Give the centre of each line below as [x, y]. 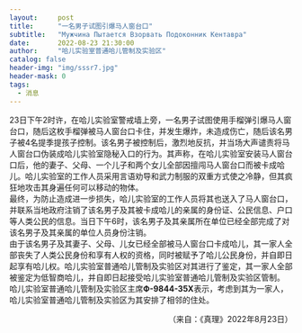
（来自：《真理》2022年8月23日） [230, 319]
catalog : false [38, 59]
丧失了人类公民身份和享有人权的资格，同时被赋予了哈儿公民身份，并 [143, 255]
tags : [19, 85]
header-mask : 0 [38, 76]
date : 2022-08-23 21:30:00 [72, 43]
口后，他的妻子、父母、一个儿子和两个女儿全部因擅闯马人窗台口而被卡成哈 [147, 165]
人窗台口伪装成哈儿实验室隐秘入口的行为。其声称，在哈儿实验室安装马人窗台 [151, 153]
